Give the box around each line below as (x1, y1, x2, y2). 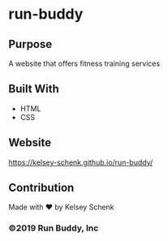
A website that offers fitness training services (8, 58, 161, 68)
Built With (8, 82, 59, 96)
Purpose (8, 37, 53, 51)
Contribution (8, 181, 75, 195)
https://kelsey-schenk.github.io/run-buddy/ (8, 157, 153, 167)
